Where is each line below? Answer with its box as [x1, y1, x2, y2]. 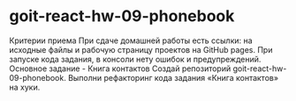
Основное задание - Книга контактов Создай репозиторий [9, 63, 231, 74]
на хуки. [9, 82, 41, 92]
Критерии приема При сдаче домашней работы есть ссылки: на [9, 35, 254, 46]
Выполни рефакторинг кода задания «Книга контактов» [67, 72, 279, 83]
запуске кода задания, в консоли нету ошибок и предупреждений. [9, 54, 262, 64]
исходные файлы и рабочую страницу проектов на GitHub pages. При [9, 44, 273, 54]
